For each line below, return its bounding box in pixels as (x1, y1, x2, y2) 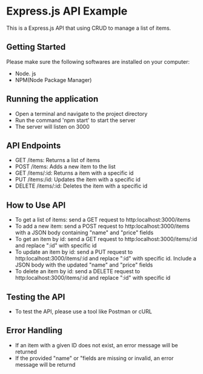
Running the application (6, 94, 99, 104)
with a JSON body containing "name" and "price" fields (15, 229, 154, 236)
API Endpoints (6, 140, 61, 151)
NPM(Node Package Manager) (15, 76, 92, 83)
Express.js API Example (6, 4, 128, 18)
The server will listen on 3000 (15, 123, 90, 130)
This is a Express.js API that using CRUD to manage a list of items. (6, 24, 171, 32)
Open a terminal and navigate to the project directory (15, 110, 148, 117)
